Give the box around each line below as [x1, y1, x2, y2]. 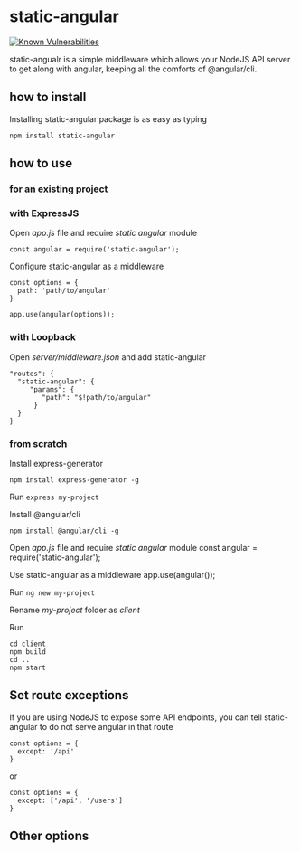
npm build [9, 647, 47, 657]
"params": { [29, 384, 75, 394]
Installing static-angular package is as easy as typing [9, 113, 208, 124]
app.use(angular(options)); [9, 310, 116, 319]
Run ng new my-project [9, 586, 96, 598]
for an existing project [9, 183, 108, 195]
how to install [9, 90, 87, 105]
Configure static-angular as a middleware [9, 260, 164, 272]
